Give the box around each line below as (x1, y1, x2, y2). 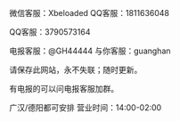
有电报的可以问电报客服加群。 (9, 84, 119, 93)
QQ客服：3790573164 (9, 27, 91, 37)
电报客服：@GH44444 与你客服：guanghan (9, 45, 171, 56)
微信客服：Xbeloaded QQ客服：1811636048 (9, 8, 170, 18)
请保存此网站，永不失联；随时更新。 (9, 65, 143, 75)
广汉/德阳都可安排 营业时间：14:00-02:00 (9, 102, 162, 113)
